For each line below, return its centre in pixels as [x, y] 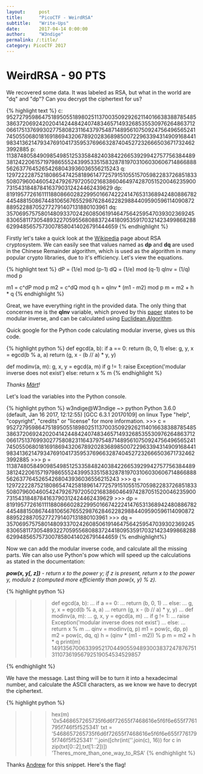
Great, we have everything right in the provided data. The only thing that [96, 305]
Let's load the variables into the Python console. [67, 396]
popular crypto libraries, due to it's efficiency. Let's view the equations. [95, 257]
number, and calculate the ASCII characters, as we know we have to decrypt [101, 684]
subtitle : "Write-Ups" [38, 23]
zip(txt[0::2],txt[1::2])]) [79, 746]
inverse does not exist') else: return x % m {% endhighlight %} [84, 372]
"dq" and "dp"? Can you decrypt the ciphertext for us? [74, 99]
